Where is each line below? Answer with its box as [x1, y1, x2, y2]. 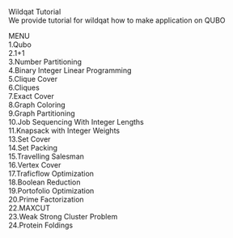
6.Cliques [8, 83, 40, 92]
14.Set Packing [8, 143, 58, 152]
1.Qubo [8, 40, 32, 49]
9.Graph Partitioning [8, 108, 75, 118]
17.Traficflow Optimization [8, 169, 95, 178]
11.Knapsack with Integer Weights [8, 125, 120, 135]
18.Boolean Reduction [8, 177, 81, 187]
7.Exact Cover [8, 91, 55, 100]
